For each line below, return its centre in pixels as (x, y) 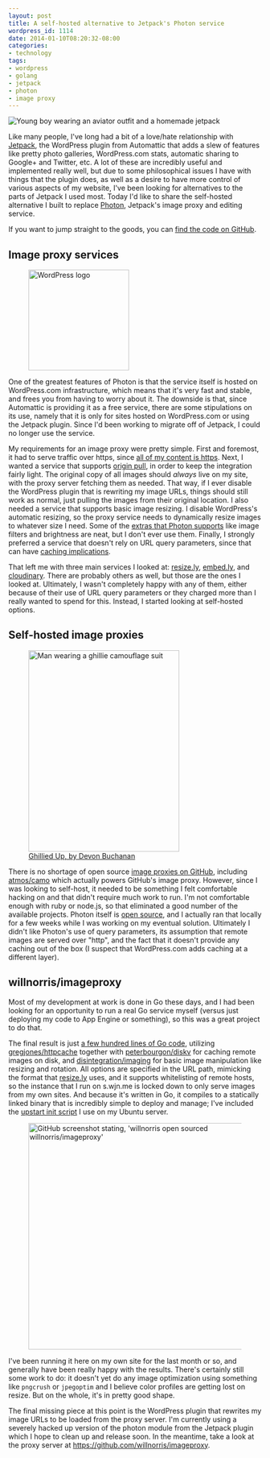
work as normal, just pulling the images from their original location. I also (129, 500)
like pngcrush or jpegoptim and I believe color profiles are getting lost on (127, 1386)
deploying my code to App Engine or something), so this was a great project (134, 1019)
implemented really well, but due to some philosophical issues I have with (130, 171)
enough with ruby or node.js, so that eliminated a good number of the (123, 905)
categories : (28, 46)
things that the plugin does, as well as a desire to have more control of (125, 180)
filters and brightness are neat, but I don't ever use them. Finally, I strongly (131, 534)
